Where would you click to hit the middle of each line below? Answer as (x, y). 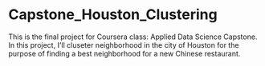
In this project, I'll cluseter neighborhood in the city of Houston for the (124, 45)
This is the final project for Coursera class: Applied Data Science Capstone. (133, 37)
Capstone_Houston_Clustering (113, 15)
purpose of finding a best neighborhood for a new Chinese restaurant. (124, 53)
